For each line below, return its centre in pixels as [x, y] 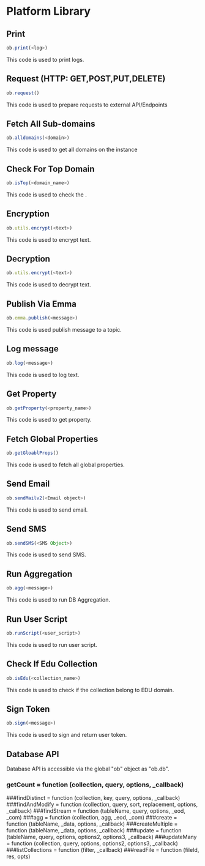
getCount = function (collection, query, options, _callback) [95, 785]
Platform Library [48, 11]
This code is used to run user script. [52, 644]
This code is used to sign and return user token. [67, 735]
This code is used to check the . [47, 195]
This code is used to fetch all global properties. [66, 465]
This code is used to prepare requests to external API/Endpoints [87, 105]
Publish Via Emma [41, 304]
